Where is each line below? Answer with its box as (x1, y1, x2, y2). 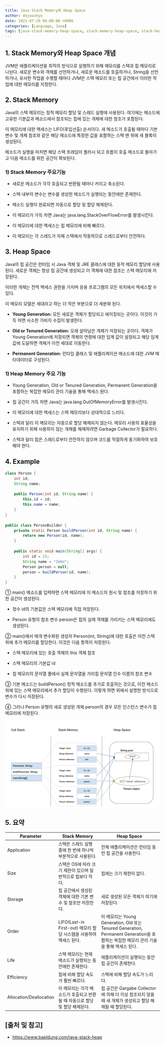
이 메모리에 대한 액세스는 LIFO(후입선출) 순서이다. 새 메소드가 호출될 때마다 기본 (5, 126, 158, 132)
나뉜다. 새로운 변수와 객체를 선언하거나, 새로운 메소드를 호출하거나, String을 (5, 69, 150, 75)
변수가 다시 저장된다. (5, 693, 45, 699)
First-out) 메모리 (58, 925, 92, 931)
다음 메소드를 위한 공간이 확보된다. (10, 155, 76, 161)
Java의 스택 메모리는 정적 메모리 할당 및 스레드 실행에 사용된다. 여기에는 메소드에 (5, 109, 160, 115)
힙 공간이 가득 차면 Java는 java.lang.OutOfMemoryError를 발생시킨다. (12, 399, 148, 405)
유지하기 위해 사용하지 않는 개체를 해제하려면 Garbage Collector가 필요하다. (12, 426, 159, 432)
